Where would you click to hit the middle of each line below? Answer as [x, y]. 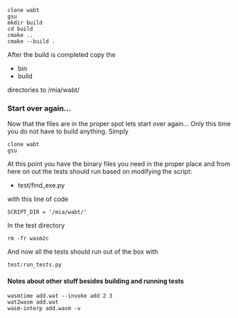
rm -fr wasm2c [28, 239]
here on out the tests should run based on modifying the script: [100, 172]
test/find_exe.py [41, 185]
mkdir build [25, 23]
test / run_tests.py [34, 265]
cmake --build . [31, 41]
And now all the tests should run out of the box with [83, 252]
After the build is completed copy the [61, 55]
